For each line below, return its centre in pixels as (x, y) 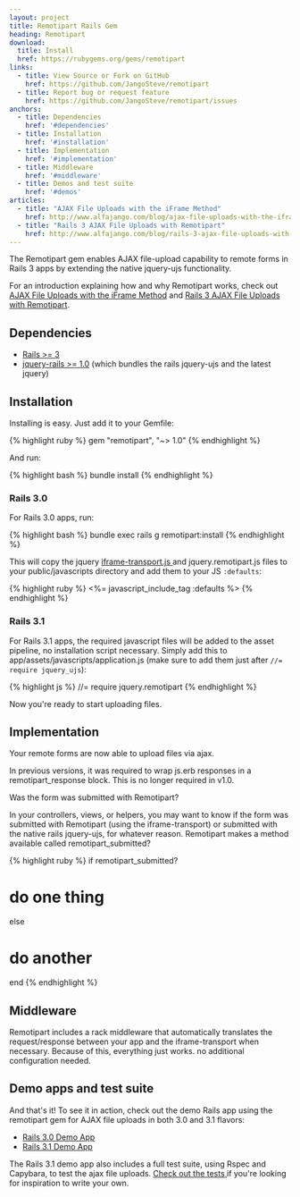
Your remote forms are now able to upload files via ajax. (112, 754)
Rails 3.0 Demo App (58, 1137)
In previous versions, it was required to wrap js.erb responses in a (130, 771)
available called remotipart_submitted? (80, 843)
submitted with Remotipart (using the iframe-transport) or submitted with (144, 824)
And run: (25, 458)
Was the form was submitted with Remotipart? (94, 797)
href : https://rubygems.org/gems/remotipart (101, 59)
